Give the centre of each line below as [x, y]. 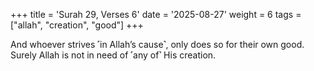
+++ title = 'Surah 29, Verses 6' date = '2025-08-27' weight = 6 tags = [156, 14]
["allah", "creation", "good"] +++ [77, 25]
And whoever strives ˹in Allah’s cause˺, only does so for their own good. [157, 44]
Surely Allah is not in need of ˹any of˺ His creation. [113, 55]
